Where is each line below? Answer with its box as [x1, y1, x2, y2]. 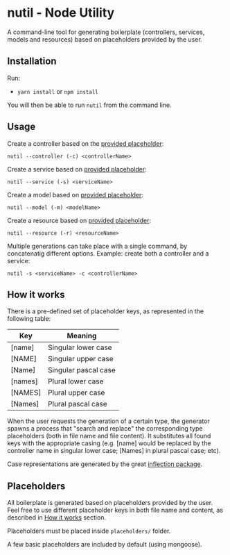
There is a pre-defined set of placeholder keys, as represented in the [7, 307, 204, 315]
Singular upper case [47, 354, 114, 364]
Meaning [67, 331, 97, 341]
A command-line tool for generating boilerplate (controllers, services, [7, 28, 205, 36]
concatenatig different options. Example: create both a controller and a [7, 249, 209, 258]
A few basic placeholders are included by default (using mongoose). [7, 540, 202, 549]
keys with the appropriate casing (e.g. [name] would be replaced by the [7, 439, 211, 447]
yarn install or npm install [17, 87, 98, 95]
